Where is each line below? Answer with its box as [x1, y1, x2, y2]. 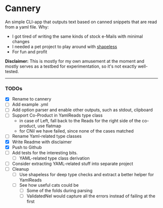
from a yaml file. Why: [5, 24, 49, 30]
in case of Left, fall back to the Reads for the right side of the [19, 118, 141, 124]
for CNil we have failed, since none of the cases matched [19, 128, 134, 134]
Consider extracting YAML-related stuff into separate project [12, 161, 133, 166]
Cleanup [12, 166, 29, 172]
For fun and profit [12, 49, 48, 55]
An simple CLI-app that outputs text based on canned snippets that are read [5, 19, 157, 25]
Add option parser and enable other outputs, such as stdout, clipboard [12, 107, 153, 113]
